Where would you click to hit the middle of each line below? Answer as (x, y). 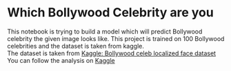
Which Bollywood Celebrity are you (110, 13)
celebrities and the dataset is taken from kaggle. (76, 46)
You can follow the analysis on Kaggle (61, 60)
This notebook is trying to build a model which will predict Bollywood (105, 31)
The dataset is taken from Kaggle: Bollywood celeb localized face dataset (111, 53)
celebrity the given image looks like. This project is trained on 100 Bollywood (116, 38)
